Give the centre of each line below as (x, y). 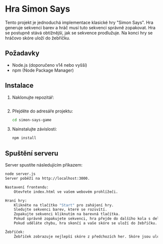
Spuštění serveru (32, 153)
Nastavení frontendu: (27, 187)
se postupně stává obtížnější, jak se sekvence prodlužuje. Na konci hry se (79, 33)
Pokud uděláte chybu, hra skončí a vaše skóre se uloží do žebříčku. (86, 223)
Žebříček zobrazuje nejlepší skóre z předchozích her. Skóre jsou (82, 236)
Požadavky (22, 53)
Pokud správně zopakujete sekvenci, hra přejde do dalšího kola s (82, 219)
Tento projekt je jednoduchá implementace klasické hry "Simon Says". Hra (79, 22)
